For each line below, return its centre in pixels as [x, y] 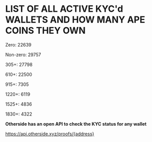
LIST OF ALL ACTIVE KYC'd [64, 9]
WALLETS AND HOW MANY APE [75, 20]
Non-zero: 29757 [23, 55]
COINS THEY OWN [45, 31]
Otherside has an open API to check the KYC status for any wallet [76, 124]
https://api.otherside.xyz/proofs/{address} [50, 134]
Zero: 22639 [18, 44]
